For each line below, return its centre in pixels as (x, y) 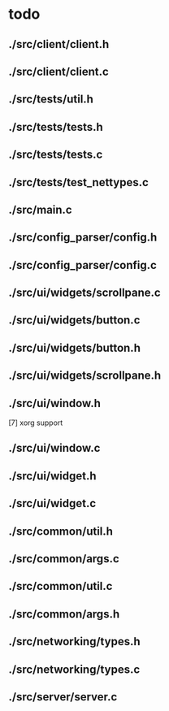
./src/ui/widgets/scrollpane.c (84, 293)
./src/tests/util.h (51, 100)
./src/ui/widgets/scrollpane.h (85, 376)
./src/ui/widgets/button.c (74, 321)
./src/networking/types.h (74, 642)
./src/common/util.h (61, 531)
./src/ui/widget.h (52, 476)
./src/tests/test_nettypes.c (78, 182)
